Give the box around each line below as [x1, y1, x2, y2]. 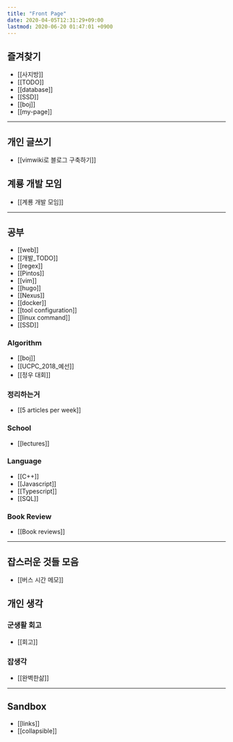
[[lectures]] [17, 439, 50, 447]
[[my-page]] [17, 108, 53, 116]
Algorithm [7, 338, 42, 347]
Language [7, 456, 42, 466]
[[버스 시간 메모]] [17, 575, 64, 584]
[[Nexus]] [17, 291, 45, 299]
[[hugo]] [17, 283, 42, 292]
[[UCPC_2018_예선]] [17, 362, 74, 370]
